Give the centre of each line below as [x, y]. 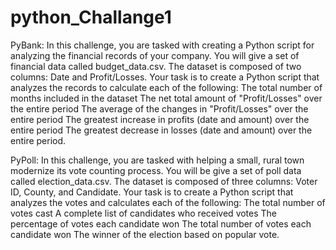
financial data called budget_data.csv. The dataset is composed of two [156, 66]
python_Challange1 [91, 17]
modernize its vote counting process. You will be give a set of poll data [156, 170]
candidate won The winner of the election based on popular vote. [145, 234]
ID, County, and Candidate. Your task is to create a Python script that [152, 192]
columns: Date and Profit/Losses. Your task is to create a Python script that [165, 77]
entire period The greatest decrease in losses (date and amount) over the [161, 130]
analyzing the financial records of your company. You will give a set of [155, 55]
